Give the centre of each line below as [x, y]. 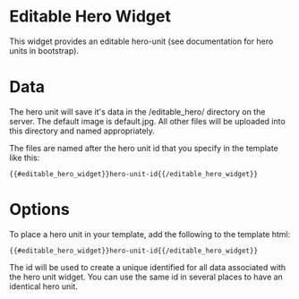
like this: [25, 158]
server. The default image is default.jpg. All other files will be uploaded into [148, 121]
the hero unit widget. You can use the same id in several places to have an [146, 277]
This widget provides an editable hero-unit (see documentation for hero [141, 41]
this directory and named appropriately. [82, 131]
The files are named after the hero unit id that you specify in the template [144, 148]
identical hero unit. [44, 286]
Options [39, 210]
